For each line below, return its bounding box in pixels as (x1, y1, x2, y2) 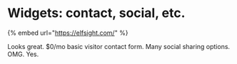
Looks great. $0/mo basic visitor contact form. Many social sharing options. (7, 42, 231, 50)
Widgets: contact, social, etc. (7, 5, 186, 21)
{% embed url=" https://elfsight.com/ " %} (7, 28, 128, 37)
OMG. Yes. (7, 50, 39, 58)
